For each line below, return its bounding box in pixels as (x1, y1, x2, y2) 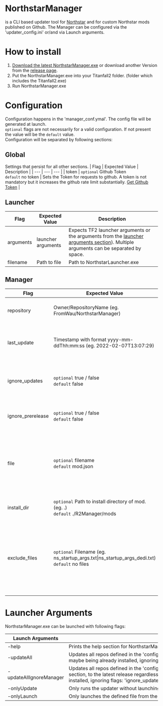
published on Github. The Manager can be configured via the (5, 24, 127, 30)
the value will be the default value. (5, 131, 75, 137)
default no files (53, 561, 89, 568)
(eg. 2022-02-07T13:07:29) (85, 343, 154, 349)
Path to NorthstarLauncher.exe (68, 259, 139, 266)
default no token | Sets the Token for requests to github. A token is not (5, 174, 147, 180)
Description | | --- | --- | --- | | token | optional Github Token (5, 168, 126, 175)
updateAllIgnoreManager (7, 674, 64, 681)
